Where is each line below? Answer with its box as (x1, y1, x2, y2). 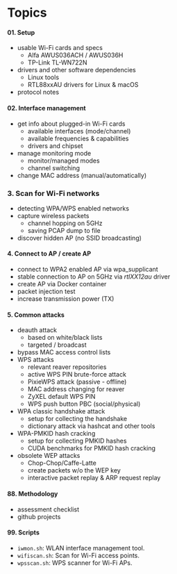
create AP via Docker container (17, 280, 107, 288)
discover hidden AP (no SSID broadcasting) (17, 233, 142, 242)
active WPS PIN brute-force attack (27, 370, 127, 379)
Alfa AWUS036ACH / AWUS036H (27, 51, 124, 60)
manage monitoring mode (17, 149, 92, 157)
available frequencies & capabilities (27, 134, 129, 142)
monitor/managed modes (27, 156, 100, 165)
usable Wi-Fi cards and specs (17, 44, 103, 52)
